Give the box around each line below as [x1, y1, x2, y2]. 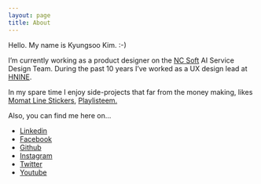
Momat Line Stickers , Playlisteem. [8, 96, 118, 105]
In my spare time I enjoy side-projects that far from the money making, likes [8, 87, 253, 96]
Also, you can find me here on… [8, 110, 112, 120]
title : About [8, 19, 51, 27]
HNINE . [8, 72, 32, 81]
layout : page [8, 11, 51, 20]
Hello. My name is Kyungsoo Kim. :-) [8, 40, 127, 49]
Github [19, 143, 42, 152]
